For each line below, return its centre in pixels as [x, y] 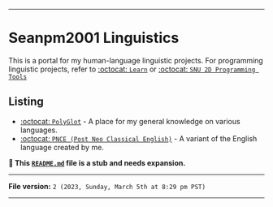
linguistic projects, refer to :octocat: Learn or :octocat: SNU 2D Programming [132, 69]
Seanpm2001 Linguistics [94, 38]
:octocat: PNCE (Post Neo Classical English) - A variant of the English [139, 138]
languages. [39, 130]
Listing [26, 102]
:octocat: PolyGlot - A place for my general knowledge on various [130, 121]
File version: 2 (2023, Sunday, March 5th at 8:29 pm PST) [107, 186]
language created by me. [62, 147]
